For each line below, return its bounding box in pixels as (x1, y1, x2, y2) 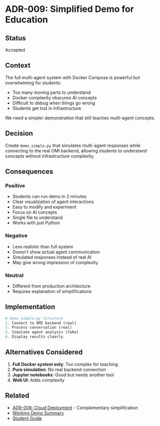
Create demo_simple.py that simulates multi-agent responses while (5, 142, 141, 148)
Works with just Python (12, 220, 60, 226)
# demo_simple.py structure (5, 316, 64, 321)
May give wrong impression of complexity (12, 259, 98, 265)
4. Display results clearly (5, 334, 64, 340)
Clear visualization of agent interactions (12, 199, 94, 205)
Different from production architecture (12, 283, 91, 289)
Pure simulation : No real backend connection (12, 366, 106, 372)
